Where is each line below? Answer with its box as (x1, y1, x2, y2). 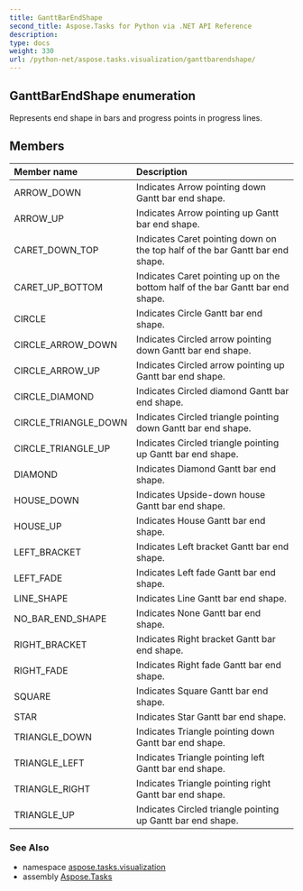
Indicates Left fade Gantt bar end (136, 565, 277, 578)
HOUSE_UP (14, 519, 62, 532)
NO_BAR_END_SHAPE (14, 612, 107, 625)
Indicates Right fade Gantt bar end (136, 658, 281, 671)
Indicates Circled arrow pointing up (136, 358, 286, 371)
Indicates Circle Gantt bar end (136, 307, 263, 319)
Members (9, 139, 65, 154)
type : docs (9, 38, 50, 48)
